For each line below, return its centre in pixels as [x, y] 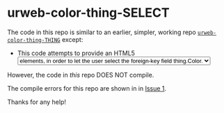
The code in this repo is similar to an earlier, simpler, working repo [102, 32]
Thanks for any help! [37, 102]
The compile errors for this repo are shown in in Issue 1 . [87, 88]
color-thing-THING [34, 40]
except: [72, 39]
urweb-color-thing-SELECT [88, 13]
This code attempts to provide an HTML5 [76, 53]
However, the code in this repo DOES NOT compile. [81, 75]
